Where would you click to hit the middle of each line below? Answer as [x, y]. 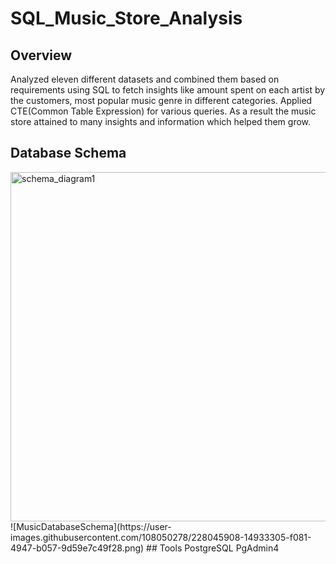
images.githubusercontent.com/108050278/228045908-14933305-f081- [161, 537]
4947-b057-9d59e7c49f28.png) [77, 548]
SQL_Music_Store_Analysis [126, 18]
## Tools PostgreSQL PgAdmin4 [213, 548]
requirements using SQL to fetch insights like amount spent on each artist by [168, 90]
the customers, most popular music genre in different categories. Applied [161, 100]
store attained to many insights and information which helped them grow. [161, 121]
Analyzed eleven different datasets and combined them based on [145, 79]
